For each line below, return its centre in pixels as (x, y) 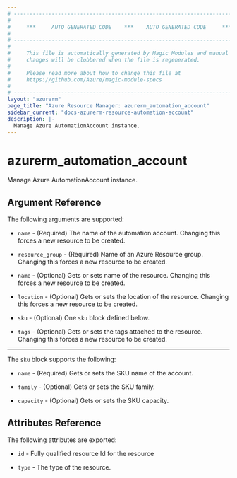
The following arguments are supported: (66, 219)
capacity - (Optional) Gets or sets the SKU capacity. (93, 401)
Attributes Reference (54, 422)
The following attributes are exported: (62, 440)
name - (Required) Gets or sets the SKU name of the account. (105, 373)
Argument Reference (54, 202)
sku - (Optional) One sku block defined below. (84, 318)
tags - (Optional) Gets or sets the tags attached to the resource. (110, 332)
